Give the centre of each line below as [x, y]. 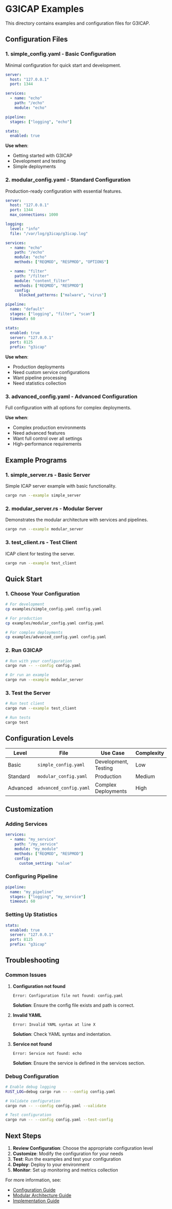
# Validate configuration [33, 1101]
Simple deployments [34, 166]
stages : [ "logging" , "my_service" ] [48, 897]
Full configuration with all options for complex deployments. [68, 408]
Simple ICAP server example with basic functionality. [61, 486]
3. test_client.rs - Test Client [41, 543]
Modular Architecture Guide [42, 1196]
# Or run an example [27, 675]
